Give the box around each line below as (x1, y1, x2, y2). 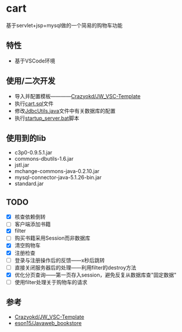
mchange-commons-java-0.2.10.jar (14, 168, 99, 175)
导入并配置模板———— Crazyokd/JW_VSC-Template (14, 92, 141, 99)
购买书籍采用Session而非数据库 (14, 234, 91, 241)
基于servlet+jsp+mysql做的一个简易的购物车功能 (6, 22, 123, 29)
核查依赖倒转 (14, 213, 46, 220)
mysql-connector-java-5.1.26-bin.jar (14, 174, 102, 181)
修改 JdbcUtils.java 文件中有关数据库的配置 (14, 107, 116, 114)
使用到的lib (6, 133, 46, 143)
